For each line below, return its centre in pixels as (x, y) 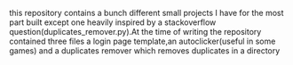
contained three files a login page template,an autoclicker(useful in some (143, 41)
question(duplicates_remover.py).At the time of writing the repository (135, 32)
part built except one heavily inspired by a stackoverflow (113, 22)
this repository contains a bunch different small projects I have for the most (146, 13)
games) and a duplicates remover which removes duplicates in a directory (145, 51)
